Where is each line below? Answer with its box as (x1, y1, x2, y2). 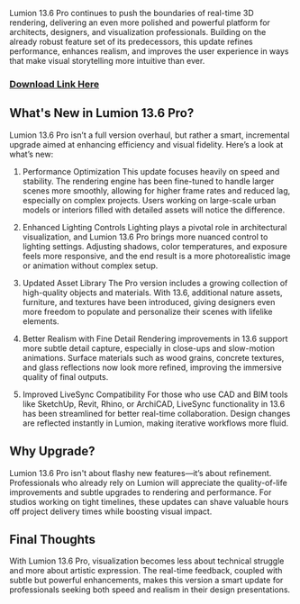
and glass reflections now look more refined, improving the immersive (22, 362, 282, 373)
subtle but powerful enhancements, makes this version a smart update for (9, 575, 284, 586)
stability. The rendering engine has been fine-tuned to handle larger (22, 176, 275, 186)
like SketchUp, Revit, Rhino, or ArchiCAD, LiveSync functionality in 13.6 (22, 398, 286, 409)
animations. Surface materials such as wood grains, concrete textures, (22, 352, 285, 363)
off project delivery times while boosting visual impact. (9, 506, 213, 517)
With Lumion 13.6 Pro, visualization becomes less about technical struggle (9, 555, 285, 566)
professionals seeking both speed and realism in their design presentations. (9, 584, 291, 595)
